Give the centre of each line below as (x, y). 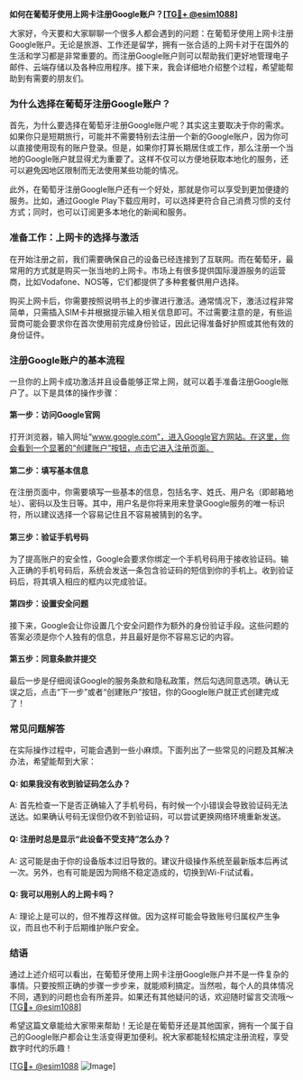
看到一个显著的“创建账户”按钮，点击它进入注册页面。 (115, 448)
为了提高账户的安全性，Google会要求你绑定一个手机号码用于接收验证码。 (145, 559)
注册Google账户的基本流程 (67, 360)
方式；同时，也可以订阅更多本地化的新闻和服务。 (100, 212)
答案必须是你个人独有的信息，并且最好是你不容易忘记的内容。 (124, 636)
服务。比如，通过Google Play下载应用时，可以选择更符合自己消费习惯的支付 (150, 201)
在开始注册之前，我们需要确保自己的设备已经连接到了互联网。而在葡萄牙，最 (151, 259)
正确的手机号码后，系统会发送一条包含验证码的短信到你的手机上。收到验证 (155, 570)
